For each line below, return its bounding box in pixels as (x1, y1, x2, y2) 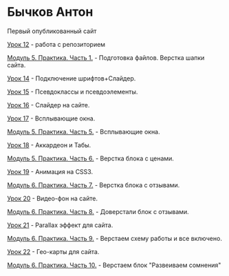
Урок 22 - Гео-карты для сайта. (7, 247, 100, 255)
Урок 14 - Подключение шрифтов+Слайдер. (7, 74, 136, 83)
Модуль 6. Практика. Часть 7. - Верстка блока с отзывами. (7, 180, 180, 189)
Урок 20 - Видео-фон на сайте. (7, 194, 98, 202)
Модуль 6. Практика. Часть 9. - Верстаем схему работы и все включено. (7, 234, 222, 242)
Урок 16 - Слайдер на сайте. (7, 100, 90, 109)
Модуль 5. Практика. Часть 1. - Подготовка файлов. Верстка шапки (7, 53, 205, 62)
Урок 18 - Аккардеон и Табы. (7, 140, 91, 149)
